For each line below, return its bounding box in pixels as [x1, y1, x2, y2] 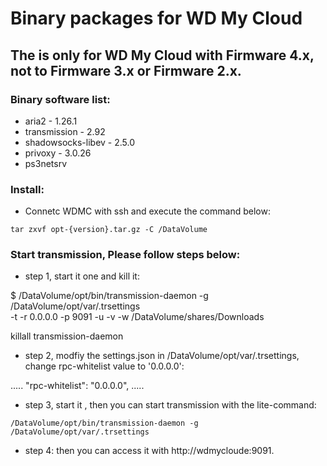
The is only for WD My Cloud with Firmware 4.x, [10, 47, 315, 64]
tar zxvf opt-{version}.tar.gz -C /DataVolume [10, 225, 208, 235]
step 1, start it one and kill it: [24, 270, 140, 282]
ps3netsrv [24, 157, 68, 169]
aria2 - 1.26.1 [24, 115, 78, 127]
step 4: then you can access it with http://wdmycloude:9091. [24, 445, 275, 457]
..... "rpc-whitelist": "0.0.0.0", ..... [10, 380, 145, 392]
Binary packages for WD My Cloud [10, 7, 303, 30]
